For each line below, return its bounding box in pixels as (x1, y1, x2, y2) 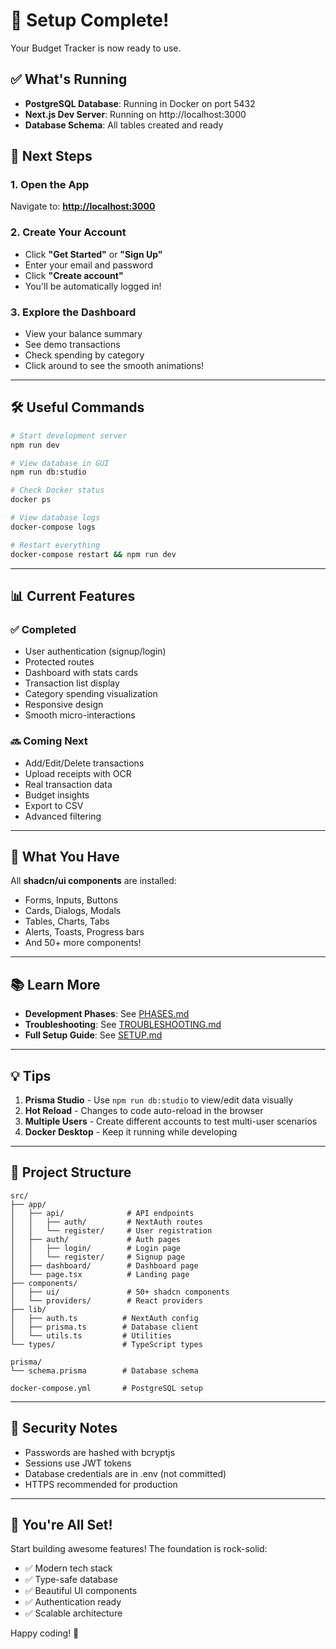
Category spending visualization (24, 688, 158, 700)
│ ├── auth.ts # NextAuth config (10, 1313, 199, 1323)
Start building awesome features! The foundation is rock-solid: (10, 1543, 268, 1555)
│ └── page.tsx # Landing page (10, 1269, 190, 1279)
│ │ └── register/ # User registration (10, 1225, 213, 1236)
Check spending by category (24, 349, 145, 361)
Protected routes (24, 656, 95, 668)
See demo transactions (24, 339, 121, 351)
